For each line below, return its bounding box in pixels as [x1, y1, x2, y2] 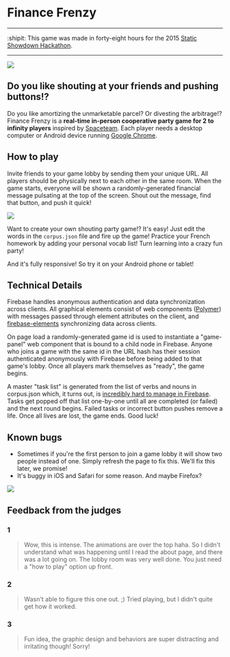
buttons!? [7, 91, 49, 103]
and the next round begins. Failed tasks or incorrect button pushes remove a [7, 405, 223, 413]
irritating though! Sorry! [23, 643, 90, 651]
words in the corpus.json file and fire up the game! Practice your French [7, 232, 210, 240]
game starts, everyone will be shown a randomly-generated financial [7, 184, 201, 192]
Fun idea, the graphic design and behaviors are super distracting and [23, 635, 219, 643]
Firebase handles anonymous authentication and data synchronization [7, 298, 205, 306]
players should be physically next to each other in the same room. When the [7, 176, 222, 184]
